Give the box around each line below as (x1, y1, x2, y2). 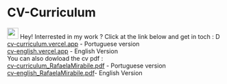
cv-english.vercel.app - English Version (7, 46, 119, 55)
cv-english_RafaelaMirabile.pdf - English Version (7, 68, 143, 76)
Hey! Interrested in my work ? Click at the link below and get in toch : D (19, 32, 221, 40)
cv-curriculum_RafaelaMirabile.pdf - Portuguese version (7, 61, 167, 70)
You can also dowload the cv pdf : (7, 54, 104, 62)
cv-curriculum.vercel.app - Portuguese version (7, 40, 140, 48)
